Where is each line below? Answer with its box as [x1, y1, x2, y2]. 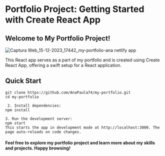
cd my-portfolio [5, 94, 39, 99]
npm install [5, 107, 30, 112]
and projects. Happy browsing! [5, 145, 71, 151]
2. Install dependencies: [7, 103, 61, 108]
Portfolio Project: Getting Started [5, 3, 144, 15]
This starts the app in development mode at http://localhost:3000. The [5, 125, 160, 130]
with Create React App [5, 14, 101, 25]
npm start [5, 120, 26, 125]
